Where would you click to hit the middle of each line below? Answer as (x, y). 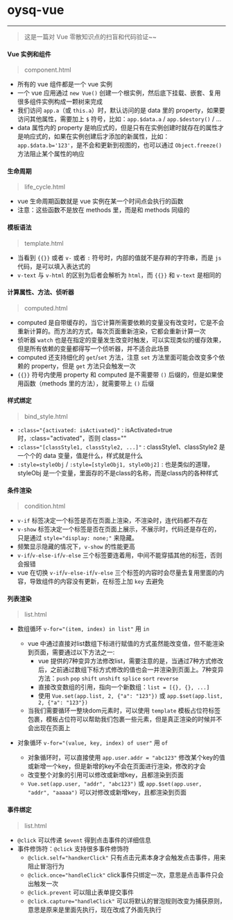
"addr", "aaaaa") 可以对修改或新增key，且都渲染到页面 (107, 793)
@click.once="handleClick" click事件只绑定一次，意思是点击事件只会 (126, 875)
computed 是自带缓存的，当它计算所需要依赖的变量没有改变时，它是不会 (121, 322)
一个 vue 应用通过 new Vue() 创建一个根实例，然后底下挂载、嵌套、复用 (119, 93)
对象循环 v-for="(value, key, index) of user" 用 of (93, 743)
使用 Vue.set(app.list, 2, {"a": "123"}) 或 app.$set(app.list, (130, 696)
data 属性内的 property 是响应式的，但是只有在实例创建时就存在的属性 (118, 128)
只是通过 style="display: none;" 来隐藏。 (78, 538)
